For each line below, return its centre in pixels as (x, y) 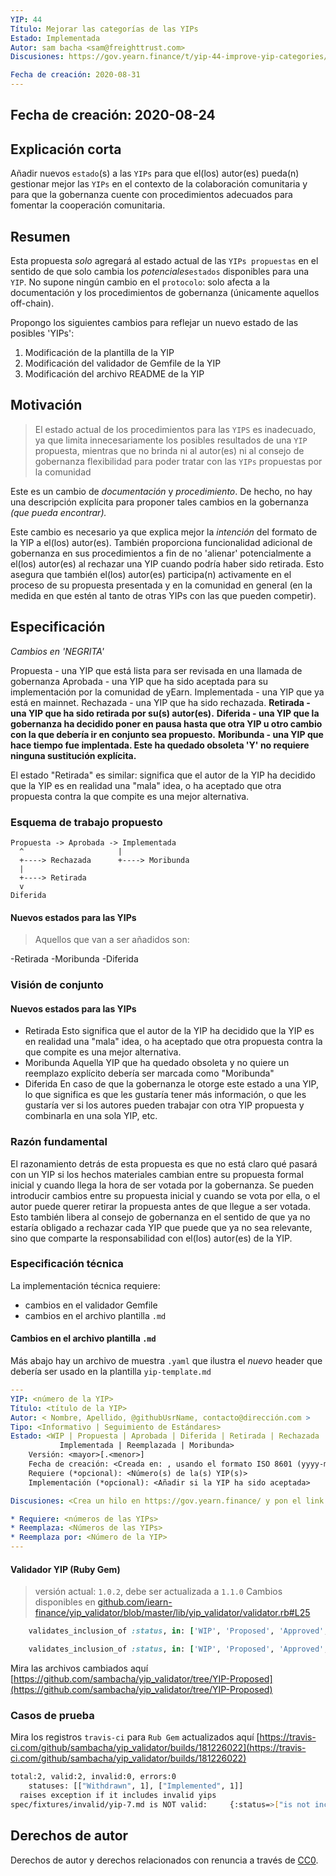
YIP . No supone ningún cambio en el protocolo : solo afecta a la (140, 282)
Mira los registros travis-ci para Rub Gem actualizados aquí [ (135, 1737)
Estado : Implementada (55, 38)
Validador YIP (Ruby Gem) (65, 1569)
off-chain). (32, 303)
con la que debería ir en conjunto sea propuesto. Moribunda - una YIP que (167, 734)
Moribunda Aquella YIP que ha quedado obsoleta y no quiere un (157, 1063)
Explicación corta (66, 149)
